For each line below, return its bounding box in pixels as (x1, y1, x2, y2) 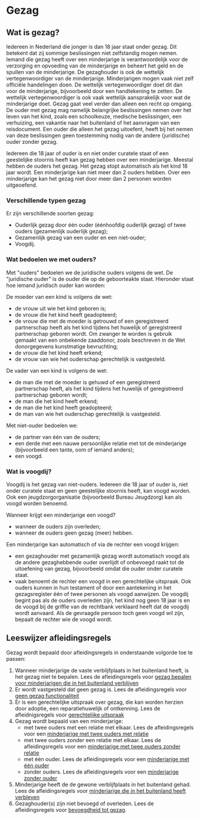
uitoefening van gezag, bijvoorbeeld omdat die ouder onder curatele (14, 565, 183, 572)
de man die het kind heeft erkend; (14, 397, 99, 404)
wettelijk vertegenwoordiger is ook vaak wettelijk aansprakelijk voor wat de (6, 94, 191, 101)
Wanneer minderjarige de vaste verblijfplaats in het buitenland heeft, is (14, 666, 189, 674)
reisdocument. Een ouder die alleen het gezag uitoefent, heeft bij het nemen (6, 126, 193, 132)
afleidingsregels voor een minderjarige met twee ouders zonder (23, 743, 181, 750)
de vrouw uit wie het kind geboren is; (14, 305, 106, 312)
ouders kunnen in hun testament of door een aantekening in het (14, 584, 172, 591)
